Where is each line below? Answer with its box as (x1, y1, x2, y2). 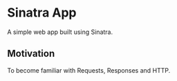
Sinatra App (7, 5, 77, 21)
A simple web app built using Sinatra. (7, 28, 113, 36)
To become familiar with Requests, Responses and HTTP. (7, 66, 171, 74)
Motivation (7, 48, 55, 60)
